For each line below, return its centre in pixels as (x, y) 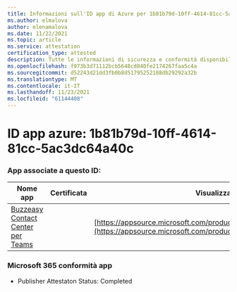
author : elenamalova (38, 27)
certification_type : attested (52, 53)
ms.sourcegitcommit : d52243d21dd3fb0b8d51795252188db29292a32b (102, 72)
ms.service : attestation (44, 46)
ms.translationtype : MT (42, 79)
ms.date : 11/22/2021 (38, 33)
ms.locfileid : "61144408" (45, 99)
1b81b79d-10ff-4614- (153, 134)
